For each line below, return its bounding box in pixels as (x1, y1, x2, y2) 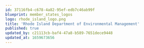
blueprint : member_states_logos (5, 12, 72, 17)
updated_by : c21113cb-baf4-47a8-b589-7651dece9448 (5, 30, 113, 35)
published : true (5, 26, 39, 31)
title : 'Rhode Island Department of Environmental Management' (5, 21, 140, 26)
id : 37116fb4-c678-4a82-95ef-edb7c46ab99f (5, 7, 95, 12)
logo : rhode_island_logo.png (5, 16, 66, 21)
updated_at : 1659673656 (5, 35, 55, 40)
